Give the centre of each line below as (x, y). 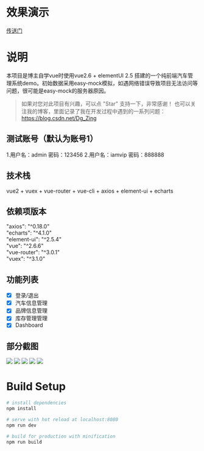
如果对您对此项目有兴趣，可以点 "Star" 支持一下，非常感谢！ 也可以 (106, 104)
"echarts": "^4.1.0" (29, 233)
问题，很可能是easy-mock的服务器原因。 (58, 91)
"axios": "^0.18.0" (28, 227)
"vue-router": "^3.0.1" (33, 252)
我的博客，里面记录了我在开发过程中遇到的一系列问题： (96, 111)
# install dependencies (37, 403)
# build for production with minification (61, 436)
